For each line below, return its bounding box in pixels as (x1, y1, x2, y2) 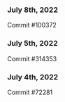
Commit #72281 (7, 88, 53, 96)
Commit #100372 (7, 21, 57, 30)
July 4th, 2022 (7, 72, 59, 82)
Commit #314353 (7, 54, 57, 63)
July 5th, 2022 (7, 39, 58, 49)
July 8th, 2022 (7, 5, 58, 15)
